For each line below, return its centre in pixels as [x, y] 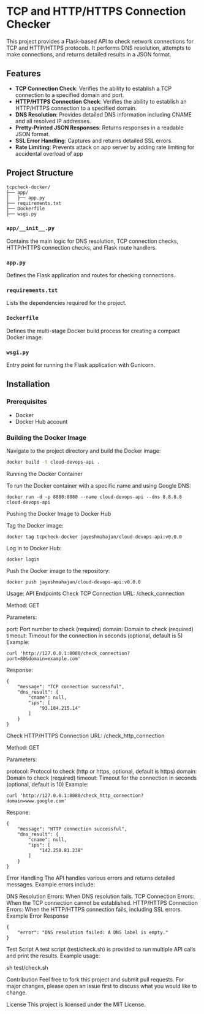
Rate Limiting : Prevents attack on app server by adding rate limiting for [105, 147]
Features [24, 74]
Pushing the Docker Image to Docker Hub [59, 513]
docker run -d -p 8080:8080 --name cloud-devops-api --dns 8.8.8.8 [94, 497]
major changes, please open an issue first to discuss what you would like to [102, 986]
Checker [28, 24]
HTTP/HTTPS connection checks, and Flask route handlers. [82, 247]
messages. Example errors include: [51, 884]
